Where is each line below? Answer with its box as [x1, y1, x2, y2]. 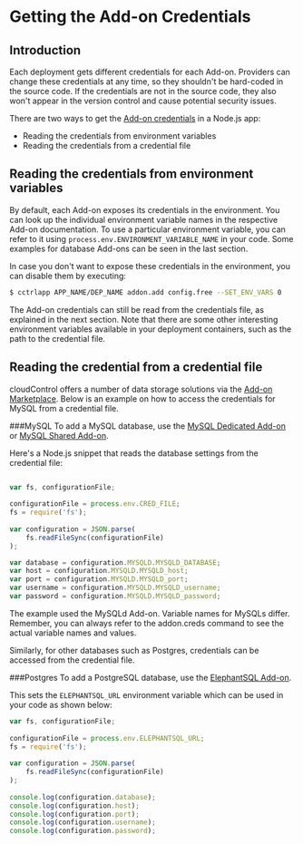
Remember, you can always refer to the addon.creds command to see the [9, 617, 284, 628]
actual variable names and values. [9, 627, 137, 638]
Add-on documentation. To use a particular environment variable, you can [9, 224, 286, 235]
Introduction [9, 43, 82, 58]
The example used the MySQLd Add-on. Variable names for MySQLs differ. [9, 607, 290, 618]
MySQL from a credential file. [9, 403, 120, 413]
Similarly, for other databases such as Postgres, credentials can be [9, 645, 259, 655]
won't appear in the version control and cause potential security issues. [9, 95, 277, 106]
